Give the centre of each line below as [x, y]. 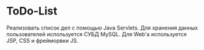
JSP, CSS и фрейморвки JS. [42, 40]
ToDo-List [32, 11]
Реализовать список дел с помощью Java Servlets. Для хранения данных [102, 28]
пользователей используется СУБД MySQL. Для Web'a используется [97, 34]
